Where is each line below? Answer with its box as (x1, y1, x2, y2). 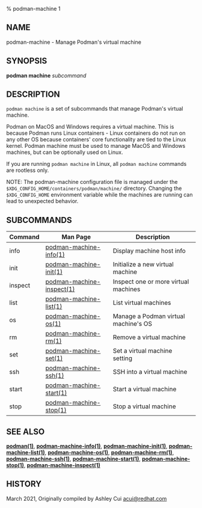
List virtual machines (112, 299, 171, 307)
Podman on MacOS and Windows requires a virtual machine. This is (6, 123, 174, 130)
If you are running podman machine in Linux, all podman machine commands (6, 161, 187, 168)
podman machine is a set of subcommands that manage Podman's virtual (6, 105, 183, 112)
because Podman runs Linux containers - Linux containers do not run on (6, 129, 186, 137)
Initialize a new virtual (112, 260, 174, 269)
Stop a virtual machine (112, 402, 176, 411)
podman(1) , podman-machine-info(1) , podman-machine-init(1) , (6, 442, 168, 450)
